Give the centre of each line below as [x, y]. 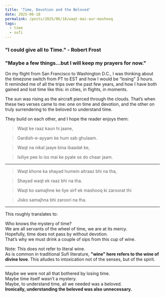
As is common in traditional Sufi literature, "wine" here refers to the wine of [82, 254]
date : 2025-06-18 [23, 14]
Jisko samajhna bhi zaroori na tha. [52, 200]
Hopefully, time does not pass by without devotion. [56, 234]
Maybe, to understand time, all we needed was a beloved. [64, 284]
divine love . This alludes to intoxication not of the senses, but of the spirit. [80, 260]
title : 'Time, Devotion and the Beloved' [48, 10]
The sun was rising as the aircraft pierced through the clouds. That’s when [80, 99]
